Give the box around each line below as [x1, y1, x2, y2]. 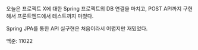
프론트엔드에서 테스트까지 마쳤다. [17, 12, 94, 19]
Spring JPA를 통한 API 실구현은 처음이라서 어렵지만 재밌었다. [6, 25, 148, 32]
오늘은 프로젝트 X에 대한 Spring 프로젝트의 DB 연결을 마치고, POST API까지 [6, 5, 182, 12]
